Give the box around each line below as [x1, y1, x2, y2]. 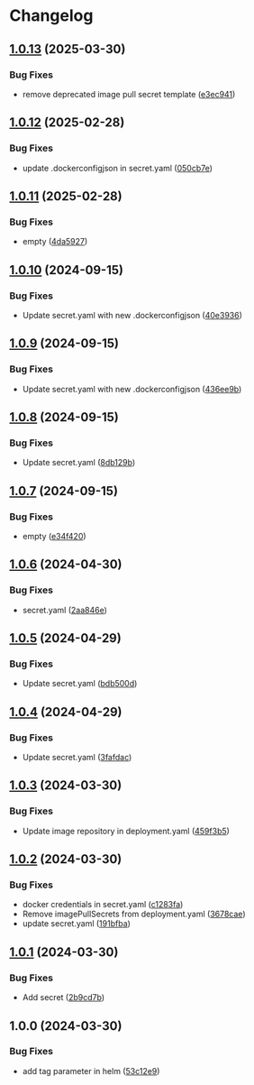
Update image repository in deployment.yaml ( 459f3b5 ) [22, 825, 230, 836]
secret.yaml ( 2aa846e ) [22, 604, 108, 615]
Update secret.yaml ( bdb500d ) [22, 678, 138, 689]
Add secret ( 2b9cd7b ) [22, 992, 105, 1003]
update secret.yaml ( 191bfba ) [22, 918, 131, 929]
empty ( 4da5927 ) [22, 236, 88, 247]
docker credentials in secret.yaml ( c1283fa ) [22, 899, 184, 910]
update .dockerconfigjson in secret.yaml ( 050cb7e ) [22, 162, 213, 173]
